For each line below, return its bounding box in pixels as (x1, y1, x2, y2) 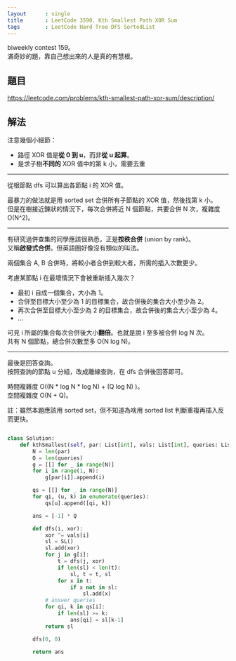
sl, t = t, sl (70, 570, 112, 577)
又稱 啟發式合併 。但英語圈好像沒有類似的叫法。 (7, 243, 143, 252)
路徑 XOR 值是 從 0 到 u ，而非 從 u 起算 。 (17, 151, 133, 159)
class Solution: (7, 435, 55, 442)
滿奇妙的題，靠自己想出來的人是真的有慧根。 (7, 52, 137, 60)
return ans (32, 648, 65, 655)
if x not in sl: (70, 584, 118, 591)
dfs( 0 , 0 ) (32, 636, 61, 643)
